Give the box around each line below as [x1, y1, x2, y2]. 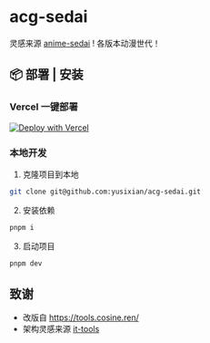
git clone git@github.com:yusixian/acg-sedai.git [9, 187, 202, 196]
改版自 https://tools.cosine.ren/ [22, 312, 139, 323]
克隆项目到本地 [22, 169, 79, 180]
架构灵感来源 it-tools [22, 324, 100, 335]
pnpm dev [9, 258, 43, 268]
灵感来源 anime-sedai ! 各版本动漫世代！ [9, 37, 161, 48]
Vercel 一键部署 [9, 100, 79, 113]
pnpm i [9, 223, 35, 232]
